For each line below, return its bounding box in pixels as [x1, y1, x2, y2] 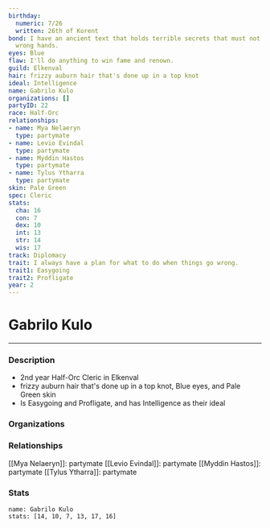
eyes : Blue [8, 49, 45, 57]
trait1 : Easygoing [8, 266, 70, 274]
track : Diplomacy [8, 251, 67, 259]
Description [8, 354, 55, 365]
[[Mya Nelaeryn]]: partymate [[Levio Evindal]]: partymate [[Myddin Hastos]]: [8, 458, 261, 468]
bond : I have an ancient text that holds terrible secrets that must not [8, 34, 261, 43]
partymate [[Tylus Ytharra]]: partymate [8, 467, 137, 476]
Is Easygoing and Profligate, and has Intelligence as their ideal [19, 398, 226, 408]
